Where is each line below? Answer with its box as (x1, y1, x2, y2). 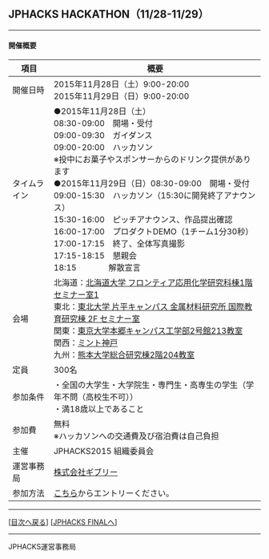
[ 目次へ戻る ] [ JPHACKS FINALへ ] (8, 517, 118, 527)
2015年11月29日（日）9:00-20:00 (53, 91, 190, 102)
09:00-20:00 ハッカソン (53, 142, 154, 153)
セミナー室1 (53, 290, 99, 301)
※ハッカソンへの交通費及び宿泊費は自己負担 (53, 431, 219, 442)
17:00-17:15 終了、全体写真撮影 (53, 238, 186, 249)
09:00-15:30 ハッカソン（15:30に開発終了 (53, 190, 224, 201)
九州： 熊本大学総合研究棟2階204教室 (53, 350, 195, 361)
